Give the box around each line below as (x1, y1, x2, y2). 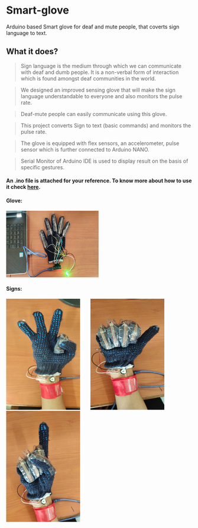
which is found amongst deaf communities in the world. (20, 75, 157, 82)
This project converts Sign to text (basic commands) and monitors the (20, 122, 191, 129)
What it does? (6, 47, 59, 57)
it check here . (6, 183, 41, 191)
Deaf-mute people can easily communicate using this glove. (20, 110, 167, 117)
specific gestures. (20, 163, 65, 170)
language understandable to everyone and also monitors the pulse (20, 92, 183, 99)
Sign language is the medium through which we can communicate (20, 62, 182, 69)
